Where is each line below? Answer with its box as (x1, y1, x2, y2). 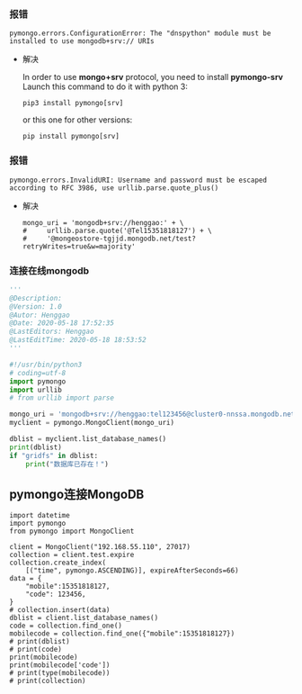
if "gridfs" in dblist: (9, 451, 99, 460)
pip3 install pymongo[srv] (22, 99, 124, 108)
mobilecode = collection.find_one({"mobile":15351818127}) (9, 629, 235, 638)
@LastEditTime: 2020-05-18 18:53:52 (9, 336, 147, 345)
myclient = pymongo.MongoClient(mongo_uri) (9, 419, 175, 428)
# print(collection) (9, 677, 87, 686)
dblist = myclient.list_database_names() (9, 435, 167, 444)
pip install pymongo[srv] (22, 132, 120, 141)
